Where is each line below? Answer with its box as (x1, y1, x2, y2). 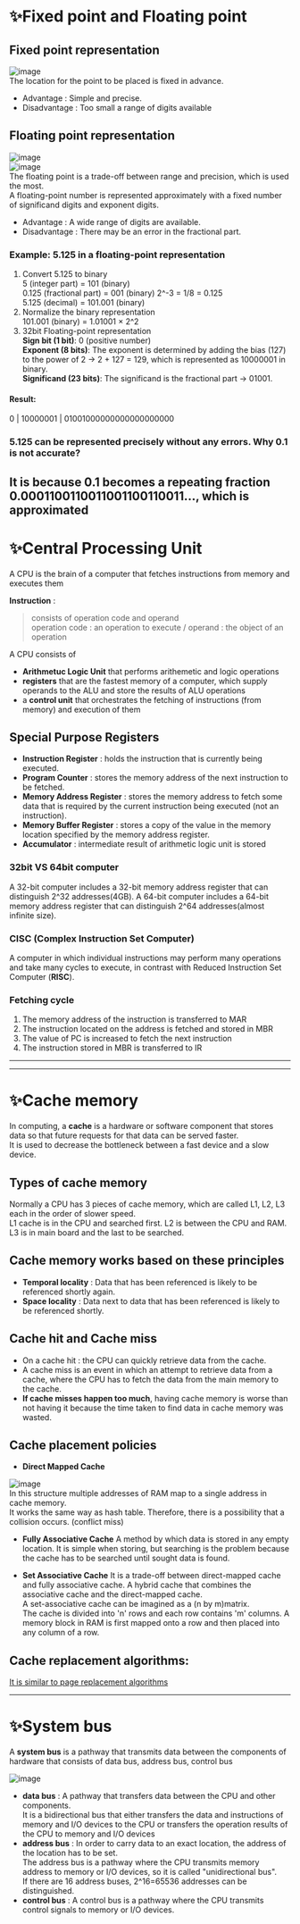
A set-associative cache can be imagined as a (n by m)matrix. (21, 1599, 250, 1610)
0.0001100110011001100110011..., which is (9, 489, 250, 504)
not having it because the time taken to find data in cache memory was (21, 1402, 284, 1413)
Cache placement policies (9, 1438, 157, 1453)
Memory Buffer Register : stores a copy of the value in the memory (21, 820, 271, 831)
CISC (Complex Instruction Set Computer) (9, 932, 195, 944)
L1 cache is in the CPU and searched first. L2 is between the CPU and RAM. (9, 1217, 287, 1229)
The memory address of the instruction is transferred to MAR (21, 1014, 247, 1025)
